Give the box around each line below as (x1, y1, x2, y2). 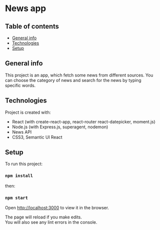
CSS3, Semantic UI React (12, 134, 63, 140)
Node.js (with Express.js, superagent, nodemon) (12, 124, 108, 130)
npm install (5, 173, 33, 179)
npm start (5, 195, 28, 200)
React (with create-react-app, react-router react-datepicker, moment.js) (12, 119, 156, 124)
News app (5, 3, 46, 14)
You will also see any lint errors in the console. (5, 219, 98, 225)
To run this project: (5, 161, 43, 167)
